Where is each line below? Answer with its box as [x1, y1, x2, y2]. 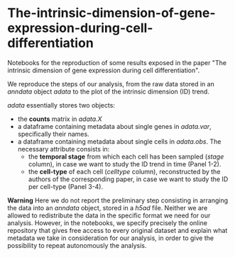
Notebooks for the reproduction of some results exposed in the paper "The [7, 58, 227, 67]
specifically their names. [17, 130, 90, 138]
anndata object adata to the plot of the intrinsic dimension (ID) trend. [7, 87, 209, 96]
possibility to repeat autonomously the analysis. [7, 241, 147, 249]
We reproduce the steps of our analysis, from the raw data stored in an [7, 79, 214, 88]
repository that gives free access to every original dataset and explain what [7, 226, 228, 234]
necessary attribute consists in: [17, 144, 110, 153]
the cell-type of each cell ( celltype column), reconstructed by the [28, 167, 221, 176]
